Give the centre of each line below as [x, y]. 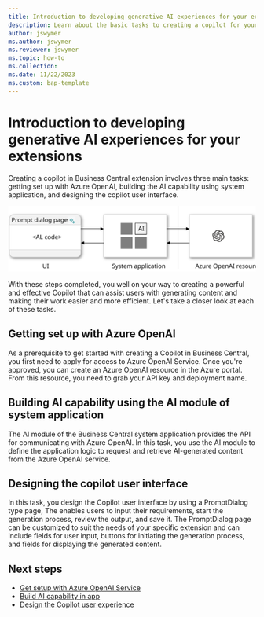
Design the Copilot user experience [77, 604]
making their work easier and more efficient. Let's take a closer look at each [131, 301]
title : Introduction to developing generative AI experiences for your [128, 17]
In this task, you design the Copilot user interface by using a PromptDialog [128, 502]
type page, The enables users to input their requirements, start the [116, 511]
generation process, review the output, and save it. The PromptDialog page [130, 520]
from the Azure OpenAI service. [60, 459]
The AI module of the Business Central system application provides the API [130, 434]
